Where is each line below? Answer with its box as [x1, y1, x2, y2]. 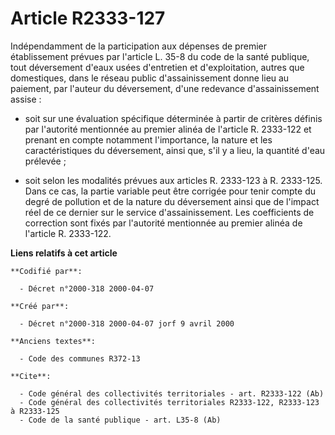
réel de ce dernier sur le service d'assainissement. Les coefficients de [24, 206, 315, 218]
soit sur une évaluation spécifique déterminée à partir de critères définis [24, 112, 323, 124]
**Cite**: [10, 371, 52, 381]
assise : [10, 93, 42, 105]
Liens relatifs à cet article [10, 247, 118, 259]
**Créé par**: [10, 301, 70, 311]
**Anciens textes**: [10, 336, 97, 346]
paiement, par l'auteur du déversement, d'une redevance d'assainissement [10, 82, 320, 94]
